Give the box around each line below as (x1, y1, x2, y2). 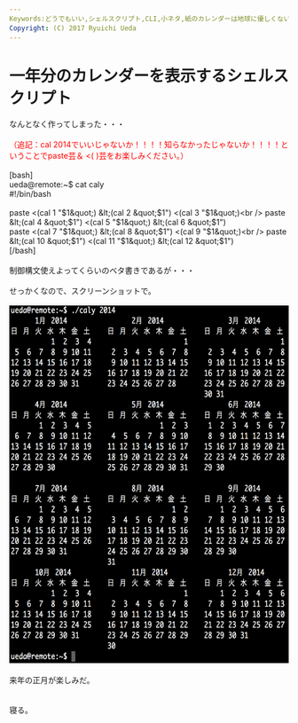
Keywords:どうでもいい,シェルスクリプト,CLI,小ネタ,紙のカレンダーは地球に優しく (9, 14, 278, 23)
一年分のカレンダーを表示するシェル (9, 66, 274, 86)
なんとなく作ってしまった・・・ (9, 119, 126, 130)
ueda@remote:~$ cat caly (9, 179, 105, 190)
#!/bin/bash (9, 189, 51, 200)
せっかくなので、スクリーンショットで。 (9, 286, 157, 296)
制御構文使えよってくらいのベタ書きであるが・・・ (9, 265, 195, 276)
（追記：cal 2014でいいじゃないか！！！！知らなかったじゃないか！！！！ (9, 139, 281, 150)
